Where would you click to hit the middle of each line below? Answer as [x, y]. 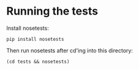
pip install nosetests [35, 39]
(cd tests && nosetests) [38, 61]
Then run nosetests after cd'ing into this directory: [70, 51]
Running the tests [52, 11]
